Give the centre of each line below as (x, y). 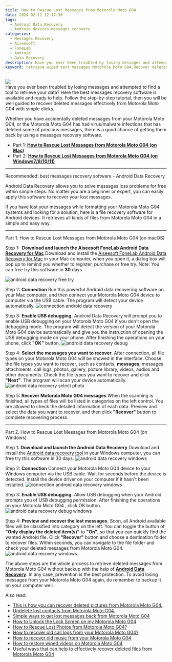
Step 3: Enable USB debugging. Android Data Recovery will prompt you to (84, 316)
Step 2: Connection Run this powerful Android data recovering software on (84, 290)
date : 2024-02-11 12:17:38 (34, 15)
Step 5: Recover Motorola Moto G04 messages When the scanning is (79, 396)
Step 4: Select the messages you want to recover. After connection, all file (85, 353)
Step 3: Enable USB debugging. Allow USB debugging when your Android (83, 495)
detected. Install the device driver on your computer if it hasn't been (77, 479)
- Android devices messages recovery (50, 29)
